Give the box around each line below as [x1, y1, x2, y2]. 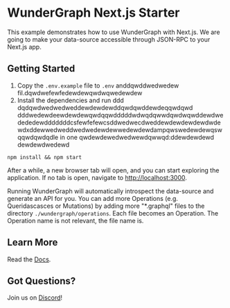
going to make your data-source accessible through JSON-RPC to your [7, 35, 211, 43]
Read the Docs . [7, 255, 51, 264]
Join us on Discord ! [7, 293, 63, 302]
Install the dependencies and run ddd [17, 96, 125, 104]
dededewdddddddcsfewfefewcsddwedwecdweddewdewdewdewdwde [17, 118, 221, 127]
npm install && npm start [7, 154, 82, 161]
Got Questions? [7, 275, 76, 286]
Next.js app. [7, 42, 42, 51]
